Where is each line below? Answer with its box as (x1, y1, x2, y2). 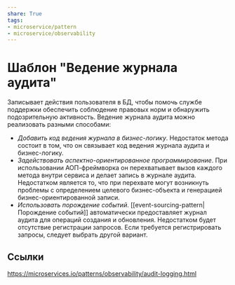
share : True (7, 10, 42, 18)
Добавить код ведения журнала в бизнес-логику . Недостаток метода (17, 134, 229, 142)
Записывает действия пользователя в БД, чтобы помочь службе (7, 98, 202, 106)
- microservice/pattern (7, 23, 77, 30)
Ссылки (7, 251, 44, 263)
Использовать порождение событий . (17, 201, 130, 209)
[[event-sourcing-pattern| (130, 201, 205, 209)
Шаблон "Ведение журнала (7, 60, 178, 76)
